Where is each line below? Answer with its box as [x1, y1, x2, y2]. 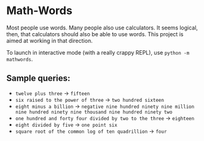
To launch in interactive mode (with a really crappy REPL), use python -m [6, 48, 190, 56]
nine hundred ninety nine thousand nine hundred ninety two [15, 109, 173, 115]
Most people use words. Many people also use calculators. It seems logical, [6, 24, 198, 31]
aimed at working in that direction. [6, 37, 93, 44]
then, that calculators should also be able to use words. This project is [6, 30, 184, 37]
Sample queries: [6, 73, 71, 83]
